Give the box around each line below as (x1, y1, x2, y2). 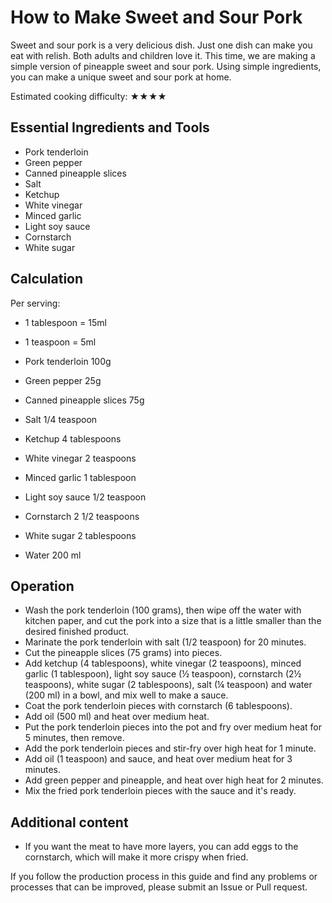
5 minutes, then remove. (24, 732, 125, 744)
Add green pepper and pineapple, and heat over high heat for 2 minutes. (24, 774, 324, 786)
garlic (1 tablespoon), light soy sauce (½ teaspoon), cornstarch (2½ (24, 668, 302, 680)
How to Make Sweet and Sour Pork (10, 6, 303, 29)
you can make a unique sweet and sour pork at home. (10, 71, 232, 83)
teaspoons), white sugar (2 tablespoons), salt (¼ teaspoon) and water (24, 679, 313, 691)
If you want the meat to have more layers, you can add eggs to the (24, 841, 299, 853)
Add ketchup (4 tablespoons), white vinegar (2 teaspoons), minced (24, 657, 302, 670)
